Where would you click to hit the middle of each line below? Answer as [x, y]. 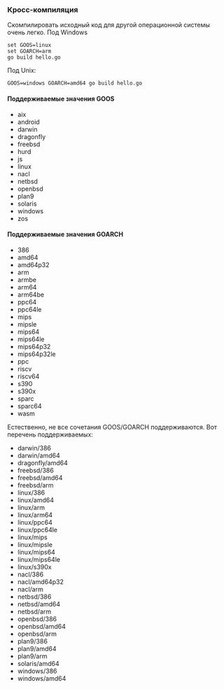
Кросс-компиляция [43, 10]
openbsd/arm [37, 634]
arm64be [30, 294]
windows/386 [37, 671]
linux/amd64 [36, 500]
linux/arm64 [35, 515]
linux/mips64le [39, 559]
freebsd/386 [35, 470]
